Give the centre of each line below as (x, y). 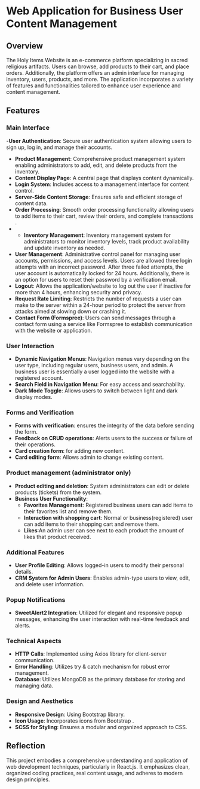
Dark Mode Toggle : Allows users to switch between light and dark (96, 391)
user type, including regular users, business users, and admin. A (94, 365)
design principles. (28, 779)
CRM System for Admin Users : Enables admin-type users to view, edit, (102, 578)
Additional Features (35, 552)
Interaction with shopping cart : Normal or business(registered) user (108, 517)
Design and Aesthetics (40, 701)
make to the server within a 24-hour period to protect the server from (100, 305)
